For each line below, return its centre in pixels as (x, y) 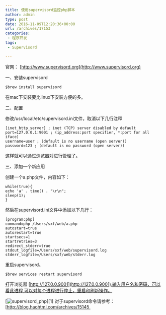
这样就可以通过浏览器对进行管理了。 (43, 155)
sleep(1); (16, 195)
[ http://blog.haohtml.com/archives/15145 (47, 307)
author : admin (20, 15)
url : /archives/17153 (28, 29)
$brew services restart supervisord (44, 274)
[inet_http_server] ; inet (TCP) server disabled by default (71, 128)
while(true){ (19, 186)
